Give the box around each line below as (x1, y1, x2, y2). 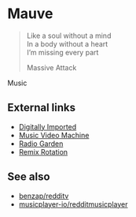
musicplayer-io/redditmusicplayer (18, 199, 128, 209)
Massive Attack (26, 62, 77, 72)
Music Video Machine (18, 130, 90, 140)
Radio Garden (18, 139, 64, 148)
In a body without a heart (26, 39, 108, 48)
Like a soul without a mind (26, 31, 112, 40)
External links (7, 101, 76, 114)
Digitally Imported (18, 122, 77, 131)
